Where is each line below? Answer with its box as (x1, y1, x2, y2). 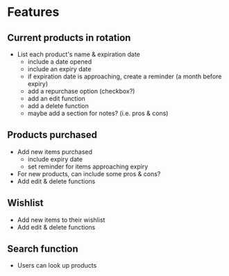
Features (7, 4, 60, 20)
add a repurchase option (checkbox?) (27, 87, 135, 95)
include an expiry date (27, 65, 92, 73)
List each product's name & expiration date (17, 50, 140, 58)
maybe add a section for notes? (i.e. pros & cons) (27, 109, 169, 117)
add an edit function (27, 94, 85, 103)
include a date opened (27, 58, 92, 66)
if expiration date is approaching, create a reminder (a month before (27, 72, 222, 80)
